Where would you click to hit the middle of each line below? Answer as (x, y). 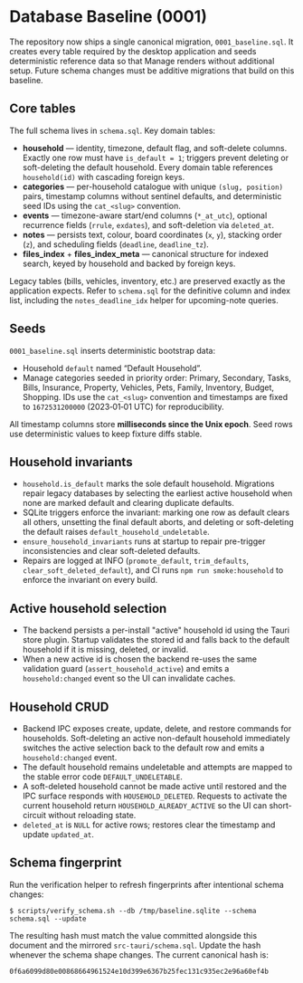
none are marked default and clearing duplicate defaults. (128, 503)
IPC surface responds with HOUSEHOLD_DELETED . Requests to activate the (155, 796)
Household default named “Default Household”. (112, 367)
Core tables (43, 109)
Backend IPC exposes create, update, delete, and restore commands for (157, 729)
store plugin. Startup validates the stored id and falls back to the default (156, 640)
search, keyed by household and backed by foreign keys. (129, 263)
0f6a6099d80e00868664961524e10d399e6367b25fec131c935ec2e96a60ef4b (139, 971)
